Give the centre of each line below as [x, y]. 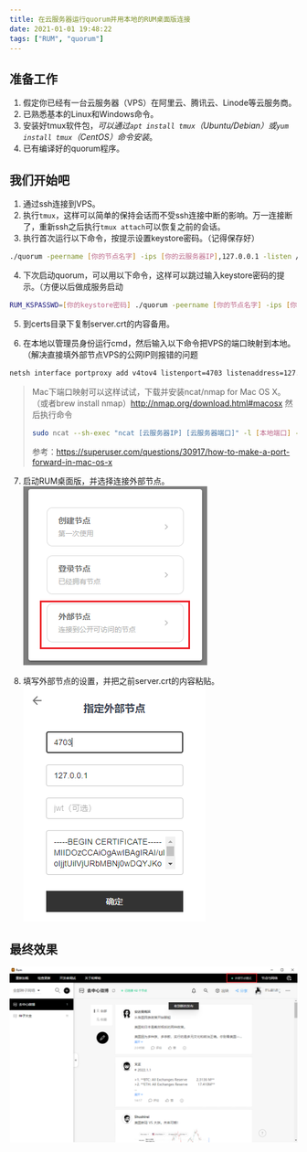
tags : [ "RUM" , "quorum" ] [57, 38]
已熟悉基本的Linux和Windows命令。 [90, 114]
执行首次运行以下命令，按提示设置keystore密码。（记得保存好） [141, 238]
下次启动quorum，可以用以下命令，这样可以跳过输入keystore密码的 [149, 275]
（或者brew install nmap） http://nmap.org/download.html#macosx [157, 403]
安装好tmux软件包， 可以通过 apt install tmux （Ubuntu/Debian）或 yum [156, 126]
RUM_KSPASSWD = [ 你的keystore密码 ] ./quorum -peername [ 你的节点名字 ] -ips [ [150, 305]
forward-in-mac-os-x [72, 462]
